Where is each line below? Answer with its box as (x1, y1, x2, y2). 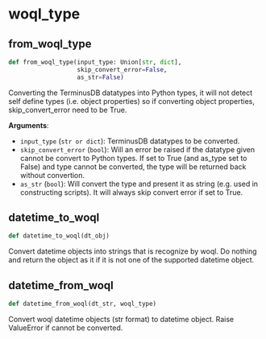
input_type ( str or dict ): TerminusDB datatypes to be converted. (19, 136, 240, 146)
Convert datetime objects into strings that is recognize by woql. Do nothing (8, 246, 257, 256)
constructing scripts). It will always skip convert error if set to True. (19, 187, 243, 197)
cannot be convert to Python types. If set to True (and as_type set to (19, 153, 247, 163)
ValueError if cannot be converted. (8, 323, 123, 333)
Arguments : (8, 120, 50, 130)
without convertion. (19, 170, 85, 180)
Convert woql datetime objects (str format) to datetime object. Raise (8, 315, 235, 324)
